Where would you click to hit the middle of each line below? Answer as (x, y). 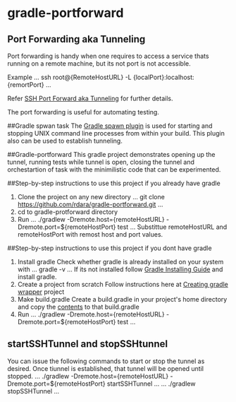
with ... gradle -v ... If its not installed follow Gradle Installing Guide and (120, 269)
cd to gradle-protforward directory (68, 212)
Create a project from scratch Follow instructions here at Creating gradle (123, 284)
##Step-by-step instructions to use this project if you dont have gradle (110, 248)
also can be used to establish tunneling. (65, 141)
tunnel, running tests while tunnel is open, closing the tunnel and (101, 162)
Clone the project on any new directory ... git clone (91, 197)
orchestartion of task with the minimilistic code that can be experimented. (114, 170)
